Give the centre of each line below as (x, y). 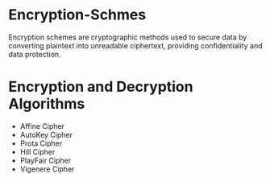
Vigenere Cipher (47, 169)
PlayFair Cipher (46, 160)
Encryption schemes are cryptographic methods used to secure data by (128, 37)
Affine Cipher (42, 126)
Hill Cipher (37, 151)
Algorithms (47, 104)
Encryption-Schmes (77, 15)
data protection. (35, 54)
